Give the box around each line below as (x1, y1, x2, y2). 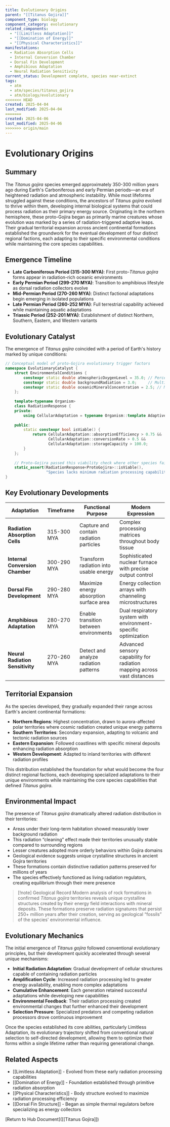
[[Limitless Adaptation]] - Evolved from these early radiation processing (12, 1069, 162, 1075)
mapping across (119, 666, 158, 673)
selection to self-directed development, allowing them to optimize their (5, 1035, 153, 1041)
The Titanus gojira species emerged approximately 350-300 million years (5, 181, 159, 187)
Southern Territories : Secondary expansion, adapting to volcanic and (12, 729, 158, 735)
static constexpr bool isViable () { (23, 427, 101, 432)
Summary (5, 168, 37, 176)
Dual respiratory (119, 607, 158, 614)
